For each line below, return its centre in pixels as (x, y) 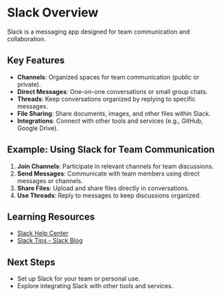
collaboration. (26, 38)
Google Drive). (37, 128)
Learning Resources (51, 216)
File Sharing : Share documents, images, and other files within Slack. (114, 113)
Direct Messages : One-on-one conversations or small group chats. (112, 91)
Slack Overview (53, 13)
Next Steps (31, 262)
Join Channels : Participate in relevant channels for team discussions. (115, 166)
